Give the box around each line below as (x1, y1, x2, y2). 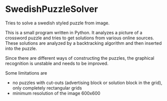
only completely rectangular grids (12, 85, 82, 91)
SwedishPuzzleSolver (5, 3, 98, 15)
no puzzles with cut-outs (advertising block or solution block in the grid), (12, 80, 162, 86)
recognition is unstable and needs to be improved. (5, 60, 108, 66)
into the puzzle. (5, 45, 37, 51)
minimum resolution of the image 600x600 (12, 90, 101, 96)
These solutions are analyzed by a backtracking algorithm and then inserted (5, 40, 162, 46)
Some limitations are (5, 70, 47, 76)
